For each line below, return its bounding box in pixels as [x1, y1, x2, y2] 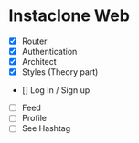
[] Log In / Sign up [21, 85, 91, 96]
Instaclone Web [8, 5, 130, 26]
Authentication [21, 46, 78, 56]
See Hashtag [21, 123, 71, 134]
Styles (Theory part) [21, 66, 99, 77]
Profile [21, 113, 48, 124]
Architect [21, 56, 57, 67]
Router [21, 36, 48, 46]
